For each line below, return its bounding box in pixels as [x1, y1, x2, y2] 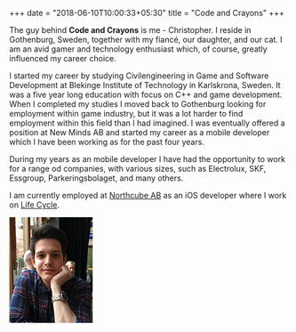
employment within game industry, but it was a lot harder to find [9, 109, 244, 118]
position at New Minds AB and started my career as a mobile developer [9, 127, 270, 137]
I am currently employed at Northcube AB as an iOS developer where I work [9, 190, 287, 200]
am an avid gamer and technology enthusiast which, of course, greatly [9, 44, 268, 54]
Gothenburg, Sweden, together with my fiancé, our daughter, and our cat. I [9, 35, 283, 45]
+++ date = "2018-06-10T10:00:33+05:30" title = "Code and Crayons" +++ [9, 8, 284, 18]
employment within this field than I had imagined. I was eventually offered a [9, 117, 286, 128]
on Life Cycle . [9, 199, 60, 210]
